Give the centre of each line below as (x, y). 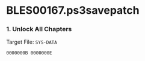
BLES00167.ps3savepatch (73, 10)
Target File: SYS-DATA (32, 42)
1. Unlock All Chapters (39, 29)
